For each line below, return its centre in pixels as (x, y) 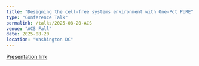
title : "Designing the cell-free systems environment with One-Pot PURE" (100, 12)
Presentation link (27, 57)
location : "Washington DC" (40, 40)
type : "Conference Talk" (37, 17)
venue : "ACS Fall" (29, 28)
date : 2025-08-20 (28, 34)
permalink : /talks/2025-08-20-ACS (49, 23)
